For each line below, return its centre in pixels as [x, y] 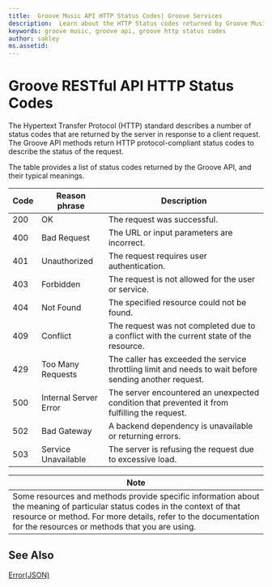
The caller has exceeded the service [177, 359]
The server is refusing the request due [181, 449]
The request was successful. [163, 219]
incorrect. [127, 243]
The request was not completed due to [182, 326]
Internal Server [70, 398]
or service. [129, 290]
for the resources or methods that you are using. [104, 527]
